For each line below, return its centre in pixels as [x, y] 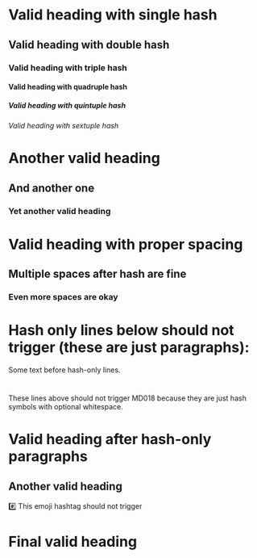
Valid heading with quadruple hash [68, 87]
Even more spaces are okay [63, 297]
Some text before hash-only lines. [64, 370]
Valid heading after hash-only [110, 440]
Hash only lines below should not [122, 331]
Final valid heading [73, 542]
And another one [52, 188]
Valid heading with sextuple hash [64, 126]
